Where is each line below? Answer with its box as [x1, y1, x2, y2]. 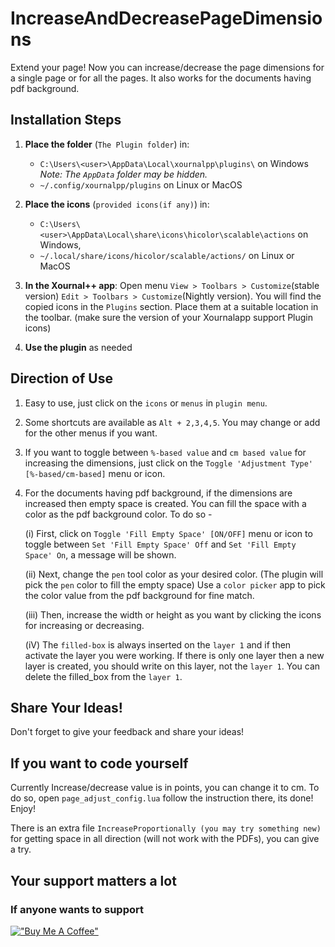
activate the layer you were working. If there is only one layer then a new [24, 649, 325, 661]
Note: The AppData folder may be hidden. [39, 168, 208, 180]
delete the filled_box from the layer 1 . [24, 670, 183, 682]
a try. [10, 843, 32, 856]
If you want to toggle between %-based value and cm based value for [24, 446, 307, 458]
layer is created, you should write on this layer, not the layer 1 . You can [24, 660, 321, 672]
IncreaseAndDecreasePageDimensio [10, 7, 323, 30]
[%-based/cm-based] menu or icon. [24, 467, 166, 479]
